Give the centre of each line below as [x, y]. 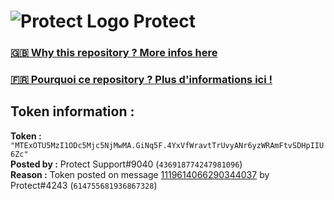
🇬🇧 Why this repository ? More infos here [114, 53]
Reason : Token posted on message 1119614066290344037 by [140, 174]
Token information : [72, 111]
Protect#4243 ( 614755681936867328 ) [84, 185]
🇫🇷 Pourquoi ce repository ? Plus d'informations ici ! [141, 80]
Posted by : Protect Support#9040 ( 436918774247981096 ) [126, 164]
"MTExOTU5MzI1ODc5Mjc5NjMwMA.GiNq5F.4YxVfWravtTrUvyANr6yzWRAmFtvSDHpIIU [167, 145]
